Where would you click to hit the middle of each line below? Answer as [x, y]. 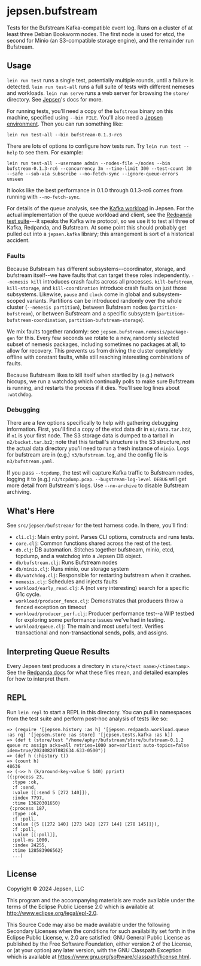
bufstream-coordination [36, 320]
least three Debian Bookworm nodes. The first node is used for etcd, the [96, 34]
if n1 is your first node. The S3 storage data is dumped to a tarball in [90, 436]
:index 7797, [28, 798]
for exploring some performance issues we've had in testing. [90, 620]
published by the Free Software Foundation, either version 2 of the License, [100, 944]
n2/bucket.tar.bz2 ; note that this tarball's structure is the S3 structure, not [99, 442]
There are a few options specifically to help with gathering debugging [92, 423]
